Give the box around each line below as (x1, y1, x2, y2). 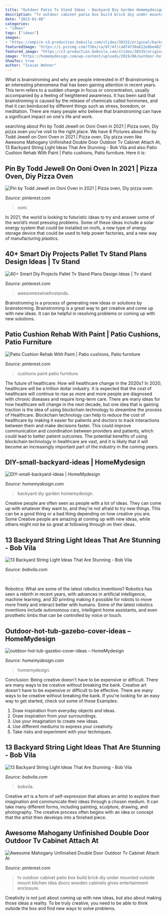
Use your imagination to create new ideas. (12, 718, 99, 724)
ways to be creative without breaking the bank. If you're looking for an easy (5, 693, 160, 698)
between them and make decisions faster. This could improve (5, 422, 131, 429)
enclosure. (17, 885, 39, 891)
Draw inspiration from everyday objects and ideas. (12, 708, 116, 713)
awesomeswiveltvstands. (17, 290, 70, 296)
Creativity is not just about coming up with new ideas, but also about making (5, 895, 162, 901)
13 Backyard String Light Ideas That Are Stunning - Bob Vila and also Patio (5, 145, 158, 151)
